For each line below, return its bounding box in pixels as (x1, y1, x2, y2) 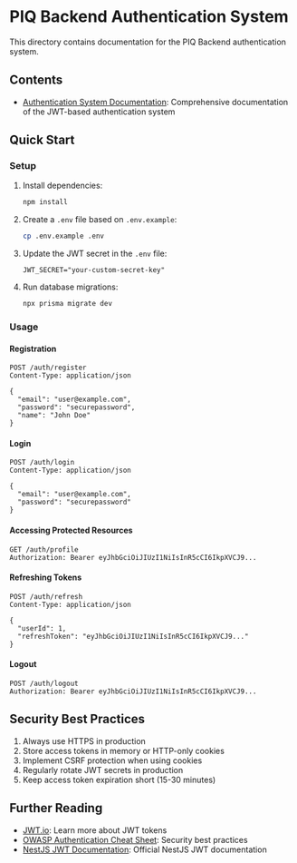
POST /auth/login (9, 458, 75, 467)
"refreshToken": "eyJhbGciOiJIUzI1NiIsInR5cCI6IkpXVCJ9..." (17, 632, 249, 641)
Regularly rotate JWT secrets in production (22, 764, 184, 775)
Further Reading (9, 800, 103, 816)
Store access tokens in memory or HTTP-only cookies (22, 745, 225, 756)
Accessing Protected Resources (9, 525, 133, 535)
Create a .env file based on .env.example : (22, 214, 177, 225)
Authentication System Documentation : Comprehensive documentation (22, 96, 289, 107)
